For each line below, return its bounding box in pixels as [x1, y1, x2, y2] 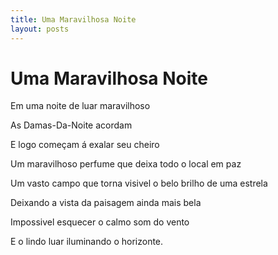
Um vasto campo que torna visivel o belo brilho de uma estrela [10, 177, 268, 190]
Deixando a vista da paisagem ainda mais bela [10, 197, 202, 209]
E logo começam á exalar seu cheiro [10, 139, 160, 151]
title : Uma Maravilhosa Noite [10, 14, 137, 25]
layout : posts [10, 24, 70, 34]
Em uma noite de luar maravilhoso [10, 100, 151, 112]
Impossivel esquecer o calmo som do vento [10, 216, 190, 228]
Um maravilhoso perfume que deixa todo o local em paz [10, 158, 242, 170]
